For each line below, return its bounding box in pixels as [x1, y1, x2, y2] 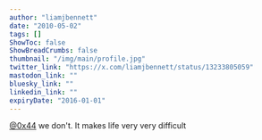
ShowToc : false [9, 37, 66, 47]
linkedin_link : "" [9, 87, 78, 96]
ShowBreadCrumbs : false [9, 46, 98, 55]
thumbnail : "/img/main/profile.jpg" [9, 54, 146, 63]
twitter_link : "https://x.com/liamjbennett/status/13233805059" [9, 63, 254, 72]
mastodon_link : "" [9, 71, 78, 80]
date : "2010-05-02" [9, 21, 82, 30]
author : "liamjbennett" [9, 12, 98, 22]
